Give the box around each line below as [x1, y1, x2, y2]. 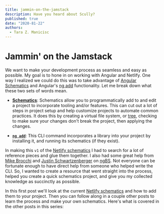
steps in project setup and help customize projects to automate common [12, 107, 159, 113]
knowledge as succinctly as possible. [5, 178, 81, 184]
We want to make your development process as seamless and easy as [5, 67, 147, 73]
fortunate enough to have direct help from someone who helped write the [5, 163, 153, 169]
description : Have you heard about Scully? [5, 12, 95, 17]
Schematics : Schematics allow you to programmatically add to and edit [12, 97, 157, 103]
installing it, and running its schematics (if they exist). [12, 138, 120, 144]
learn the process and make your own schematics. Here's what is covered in [5, 198, 160, 204]
